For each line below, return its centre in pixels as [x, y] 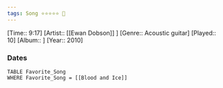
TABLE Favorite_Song [37, 72]
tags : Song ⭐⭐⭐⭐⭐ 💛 [36, 13]
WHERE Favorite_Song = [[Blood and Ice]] [67, 78]
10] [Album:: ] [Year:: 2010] [45, 40]
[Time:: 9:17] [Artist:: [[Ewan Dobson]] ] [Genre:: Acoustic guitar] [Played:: [112, 33]
